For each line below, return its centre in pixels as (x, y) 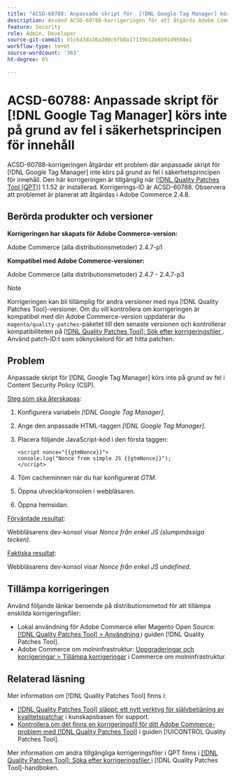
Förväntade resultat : (36, 519)
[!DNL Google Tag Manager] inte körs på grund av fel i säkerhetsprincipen (114, 172)
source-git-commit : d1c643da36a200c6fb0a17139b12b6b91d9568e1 (100, 40)
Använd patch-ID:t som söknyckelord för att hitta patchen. (91, 338)
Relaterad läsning (46, 679)
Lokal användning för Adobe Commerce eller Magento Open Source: (116, 627)
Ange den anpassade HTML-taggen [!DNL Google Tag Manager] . (112, 426)
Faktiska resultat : (32, 553)
